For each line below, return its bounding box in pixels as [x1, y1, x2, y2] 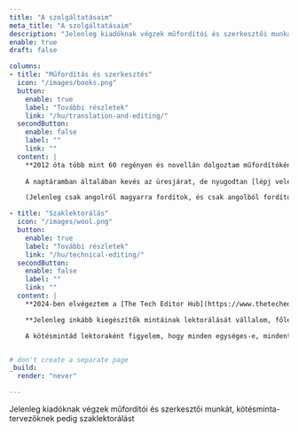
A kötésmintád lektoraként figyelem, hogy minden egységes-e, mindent [25, 331, 292, 341]
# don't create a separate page [9, 355, 129, 364]
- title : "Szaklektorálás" [9, 209, 109, 218]
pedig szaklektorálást [56, 413, 135, 423]
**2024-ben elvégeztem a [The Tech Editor [25, 299, 184, 308]
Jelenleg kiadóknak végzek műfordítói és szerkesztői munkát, [9, 404, 235, 414]
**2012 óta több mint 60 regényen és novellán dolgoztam [25, 160, 240, 169]
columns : [9, 62, 42, 71]
